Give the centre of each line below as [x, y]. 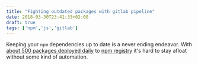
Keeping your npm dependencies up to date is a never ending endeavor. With [99, 45]
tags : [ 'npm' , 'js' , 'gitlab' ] [42, 28]
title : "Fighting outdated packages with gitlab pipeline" [81, 11]
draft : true [21, 22]
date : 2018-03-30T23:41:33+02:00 [47, 17]
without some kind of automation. [47, 57]
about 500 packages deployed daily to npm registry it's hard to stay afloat [97, 51]
